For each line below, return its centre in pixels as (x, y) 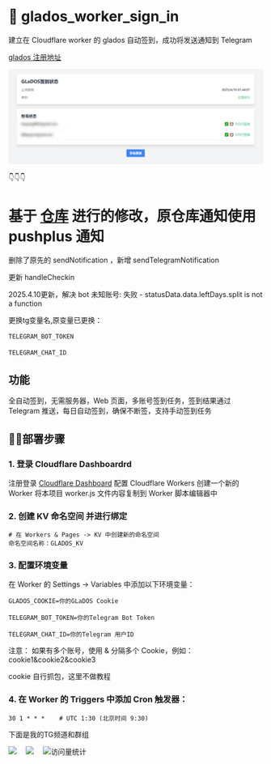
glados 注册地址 (35, 57)
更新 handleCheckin (42, 278)
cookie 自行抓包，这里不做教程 (59, 677)
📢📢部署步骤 (37, 439)
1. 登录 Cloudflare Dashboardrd (70, 464)
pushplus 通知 (57, 236)
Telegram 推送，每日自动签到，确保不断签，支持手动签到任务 (110, 411)
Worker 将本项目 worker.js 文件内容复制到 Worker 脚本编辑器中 (113, 493)
